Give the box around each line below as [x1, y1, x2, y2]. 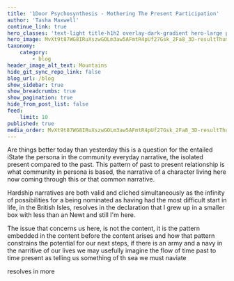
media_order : [7, 127, 45, 134]
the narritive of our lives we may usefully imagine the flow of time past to [7, 246, 217, 255]
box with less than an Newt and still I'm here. [7, 211, 136, 219]
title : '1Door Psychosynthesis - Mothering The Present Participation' [7, 10, 219, 17]
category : [19, 49, 49, 56]
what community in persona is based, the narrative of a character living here [7, 168, 226, 176]
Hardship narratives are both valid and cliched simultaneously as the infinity [7, 188, 225, 197]
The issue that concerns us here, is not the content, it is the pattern [7, 224, 201, 233]
